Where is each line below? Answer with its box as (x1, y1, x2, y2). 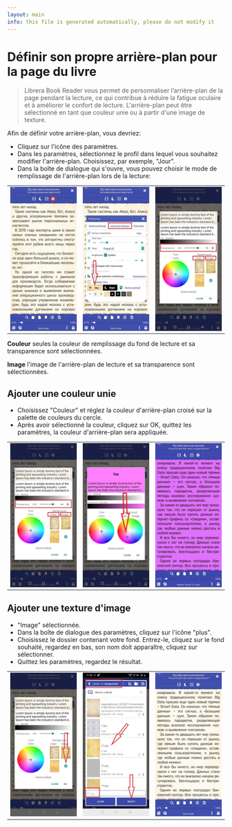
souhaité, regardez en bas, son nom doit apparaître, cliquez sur (17, 643, 198, 651)
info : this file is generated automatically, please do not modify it (7, 18, 215, 26)
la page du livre (7, 64, 97, 79)
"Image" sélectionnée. (17, 621, 81, 629)
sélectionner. (17, 650, 55, 659)
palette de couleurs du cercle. (17, 413, 103, 422)
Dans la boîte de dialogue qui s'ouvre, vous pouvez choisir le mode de (17, 164, 217, 173)
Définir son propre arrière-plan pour (7, 49, 217, 65)
